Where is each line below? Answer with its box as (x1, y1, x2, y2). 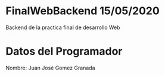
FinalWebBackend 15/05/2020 (5, 4, 160, 18)
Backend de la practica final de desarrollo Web (5, 24, 120, 31)
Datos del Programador (5, 45, 123, 58)
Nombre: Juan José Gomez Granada (5, 64, 96, 71)
